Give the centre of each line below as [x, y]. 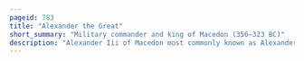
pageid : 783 [32, 17]
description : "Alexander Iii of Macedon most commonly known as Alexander [153, 43]
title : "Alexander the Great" [66, 26]
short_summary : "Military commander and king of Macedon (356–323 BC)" [147, 34]
